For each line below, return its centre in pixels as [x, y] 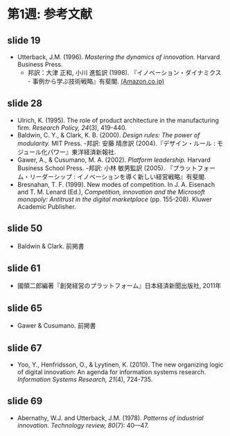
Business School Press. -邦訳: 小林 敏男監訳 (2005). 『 [95, 168]
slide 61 [24, 268]
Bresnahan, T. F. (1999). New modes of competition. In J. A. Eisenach [116, 184]
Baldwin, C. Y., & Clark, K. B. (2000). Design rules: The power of [108, 135]
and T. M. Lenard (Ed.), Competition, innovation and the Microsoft [111, 192]
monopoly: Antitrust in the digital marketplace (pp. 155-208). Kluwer [115, 199]
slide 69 [25, 401]
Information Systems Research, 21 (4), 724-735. [85, 380]
